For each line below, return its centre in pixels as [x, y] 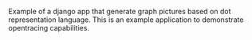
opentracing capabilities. [49, 28]
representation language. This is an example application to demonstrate [126, 20]
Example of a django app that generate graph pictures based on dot [120, 11]
